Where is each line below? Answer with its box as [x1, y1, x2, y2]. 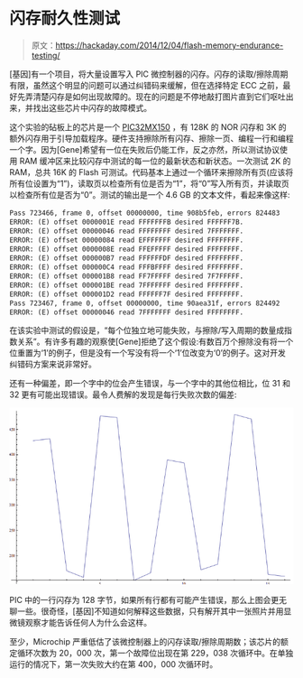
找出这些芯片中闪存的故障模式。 [32, 102, 151, 113]
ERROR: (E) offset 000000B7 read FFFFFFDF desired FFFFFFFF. [9, 254, 244, 263]
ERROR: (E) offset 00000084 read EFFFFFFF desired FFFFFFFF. [9, 236, 244, 245]
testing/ [31, 50, 60, 60]
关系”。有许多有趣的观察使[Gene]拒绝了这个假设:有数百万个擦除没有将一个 [16, 336, 294, 347]
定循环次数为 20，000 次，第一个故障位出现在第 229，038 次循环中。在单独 [9, 647, 294, 659]
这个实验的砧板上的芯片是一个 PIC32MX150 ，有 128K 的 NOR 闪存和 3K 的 [9, 121, 287, 132]
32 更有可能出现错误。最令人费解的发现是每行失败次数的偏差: [9, 389, 237, 400]
